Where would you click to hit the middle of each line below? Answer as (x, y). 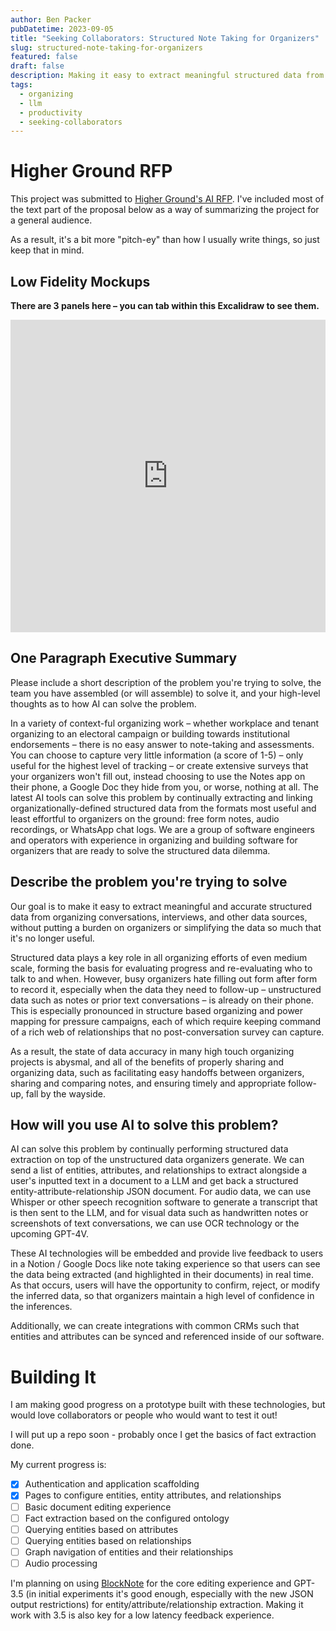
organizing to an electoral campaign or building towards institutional (150, 733)
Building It (53, 1377)
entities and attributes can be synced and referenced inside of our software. (167, 1337)
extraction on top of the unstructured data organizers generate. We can (157, 1160)
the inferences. (41, 1307)
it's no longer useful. (52, 938)
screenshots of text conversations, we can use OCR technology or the (155, 1223)
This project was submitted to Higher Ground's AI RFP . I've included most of (167, 199)
